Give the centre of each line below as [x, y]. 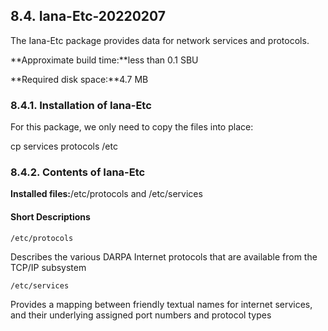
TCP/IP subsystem [48, 267]
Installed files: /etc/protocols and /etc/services [106, 194]
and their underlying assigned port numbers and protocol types [141, 315]
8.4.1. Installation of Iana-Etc [81, 105]
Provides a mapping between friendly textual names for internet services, [161, 304]
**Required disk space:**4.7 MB [79, 79]
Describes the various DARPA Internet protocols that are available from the [164, 256]
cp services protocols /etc [64, 146]
